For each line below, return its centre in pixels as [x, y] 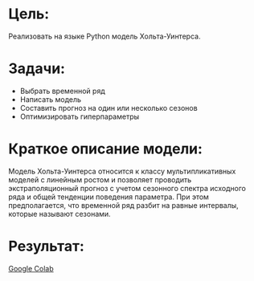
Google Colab [31, 268]
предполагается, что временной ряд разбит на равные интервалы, [123, 205]
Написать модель [51, 99]
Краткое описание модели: [106, 149]
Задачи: [37, 69]
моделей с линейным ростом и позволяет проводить [100, 179]
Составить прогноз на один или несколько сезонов [109, 108]
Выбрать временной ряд [63, 91]
